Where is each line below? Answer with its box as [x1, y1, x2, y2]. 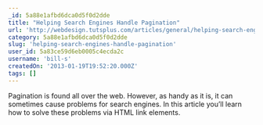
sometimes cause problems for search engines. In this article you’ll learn [8, 99, 243, 109]
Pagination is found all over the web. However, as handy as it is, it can [8, 91, 233, 100]
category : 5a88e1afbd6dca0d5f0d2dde [8, 33, 128, 41]
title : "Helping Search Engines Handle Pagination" [8, 19, 180, 27]
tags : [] [8, 70, 37, 77]
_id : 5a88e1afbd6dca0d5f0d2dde [8, 11, 110, 20]
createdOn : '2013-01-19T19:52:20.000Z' [8, 62, 139, 70]
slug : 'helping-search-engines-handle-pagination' [8, 41, 177, 48]
